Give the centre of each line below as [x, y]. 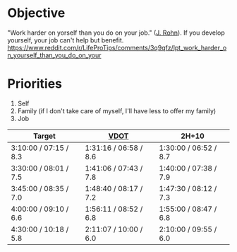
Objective [36, 13]
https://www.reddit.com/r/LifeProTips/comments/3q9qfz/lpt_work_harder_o [117, 47]
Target [44, 136]
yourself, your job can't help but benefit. [66, 40]
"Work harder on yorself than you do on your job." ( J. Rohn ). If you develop [116, 33]
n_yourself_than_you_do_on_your [54, 55]
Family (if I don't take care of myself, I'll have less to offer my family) [117, 110]
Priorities [35, 84]
